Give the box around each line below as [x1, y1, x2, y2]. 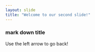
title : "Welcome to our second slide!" [5, 12, 91, 17]
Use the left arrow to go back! [5, 40, 68, 46]
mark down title [5, 29, 45, 36]
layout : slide [5, 7, 36, 13]
